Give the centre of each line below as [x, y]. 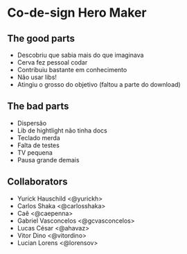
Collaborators [37, 182]
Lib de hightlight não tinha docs [62, 130]
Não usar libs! [37, 77]
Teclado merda [38, 137]
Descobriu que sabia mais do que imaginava [80, 55]
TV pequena [35, 152]
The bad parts [38, 107]
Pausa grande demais [48, 160]
